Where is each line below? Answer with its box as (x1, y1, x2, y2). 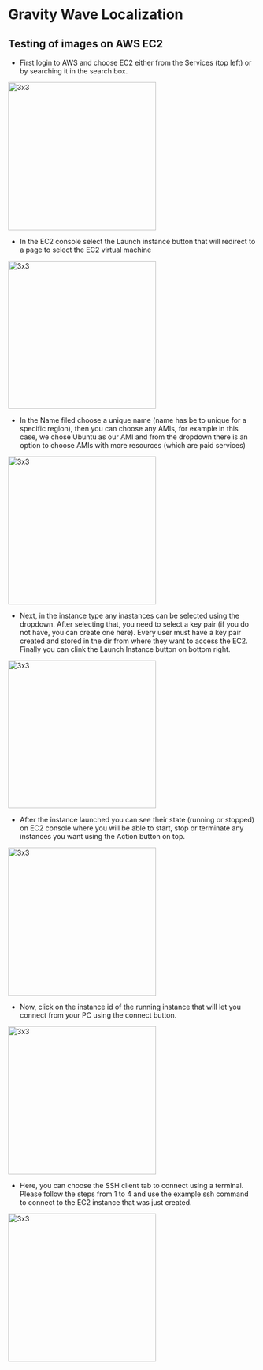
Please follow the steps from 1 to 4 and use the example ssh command (19, 1189, 249, 1199)
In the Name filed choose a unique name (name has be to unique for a (19, 416, 246, 424)
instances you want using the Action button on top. (19, 832, 185, 841)
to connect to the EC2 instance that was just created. (19, 1198, 192, 1206)
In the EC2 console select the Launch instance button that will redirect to (19, 237, 256, 246)
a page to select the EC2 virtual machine (19, 245, 152, 254)
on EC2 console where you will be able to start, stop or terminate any (19, 823, 244, 833)
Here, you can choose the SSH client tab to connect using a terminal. (19, 1181, 244, 1190)
